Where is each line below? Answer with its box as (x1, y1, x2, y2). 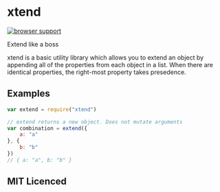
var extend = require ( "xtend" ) (7, 106, 97, 113)
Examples (7, 88, 50, 99)
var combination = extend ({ (7, 125, 88, 132)
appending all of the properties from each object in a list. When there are (7, 60, 213, 69)
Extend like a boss (7, 40, 59, 48)
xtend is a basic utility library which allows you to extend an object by (7, 53, 204, 62)
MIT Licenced (7, 176, 67, 187)
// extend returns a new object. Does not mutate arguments (7, 118, 184, 125)
